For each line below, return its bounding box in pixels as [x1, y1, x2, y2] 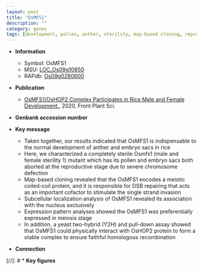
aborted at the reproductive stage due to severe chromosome [24, 163, 178, 170]
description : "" [6, 20, 47, 26]
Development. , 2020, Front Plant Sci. [24, 102, 116, 109]
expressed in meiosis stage [24, 214, 92, 222]
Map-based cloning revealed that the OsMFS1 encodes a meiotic [24, 176, 185, 183]
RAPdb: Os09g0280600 [24, 72, 85, 80]
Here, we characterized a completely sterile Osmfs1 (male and [24, 150, 179, 158]
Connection [14, 245, 45, 252]
